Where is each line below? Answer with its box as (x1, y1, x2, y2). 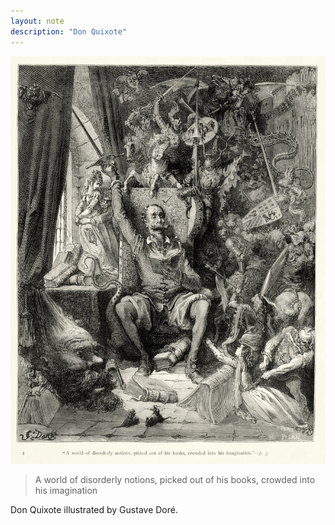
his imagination (34, 484, 98, 496)
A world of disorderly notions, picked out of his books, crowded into (34, 473, 316, 485)
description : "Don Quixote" (10, 26, 128, 37)
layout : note (10, 16, 65, 26)
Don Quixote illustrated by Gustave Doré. (10, 503, 178, 515)
